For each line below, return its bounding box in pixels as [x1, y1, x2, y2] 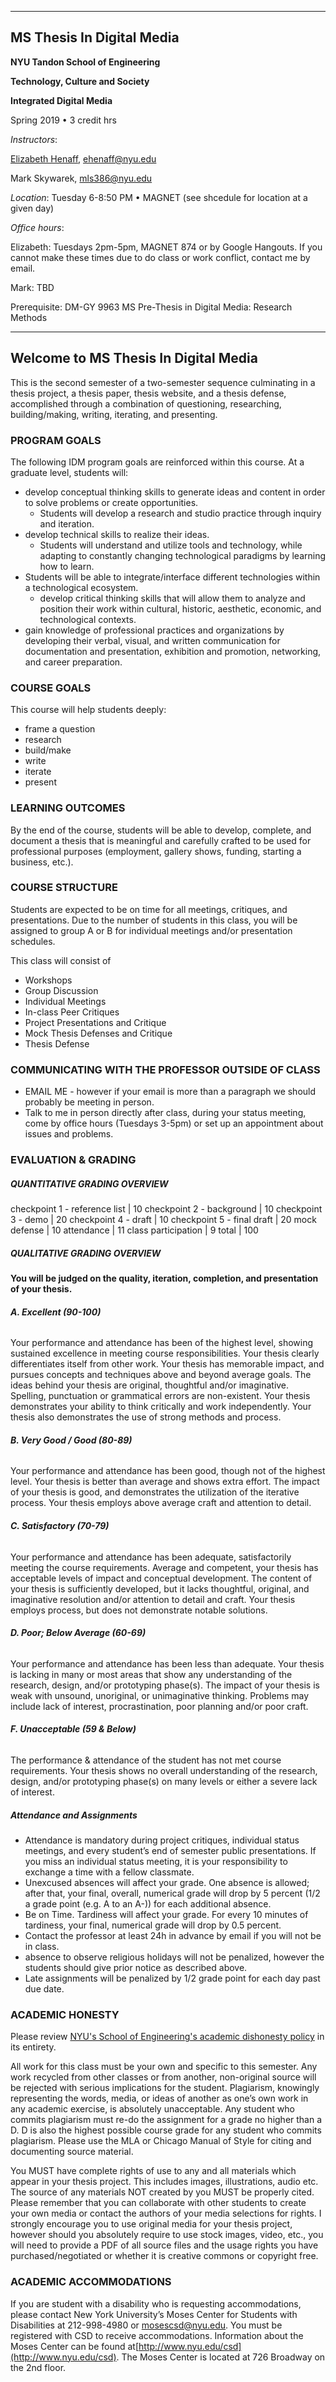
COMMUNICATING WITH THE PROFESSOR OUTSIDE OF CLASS [10, 1062, 321, 1076]
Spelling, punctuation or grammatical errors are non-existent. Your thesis [10, 1390, 311, 1402]
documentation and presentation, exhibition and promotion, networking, [24, 645, 322, 657]
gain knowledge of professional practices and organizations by [24, 624, 285, 636]
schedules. [10, 935, 56, 947]
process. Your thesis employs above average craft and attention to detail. [10, 1497, 312, 1509]
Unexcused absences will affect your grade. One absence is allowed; [24, 1876, 310, 1888]
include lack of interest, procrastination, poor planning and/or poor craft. [10, 1700, 309, 1712]
